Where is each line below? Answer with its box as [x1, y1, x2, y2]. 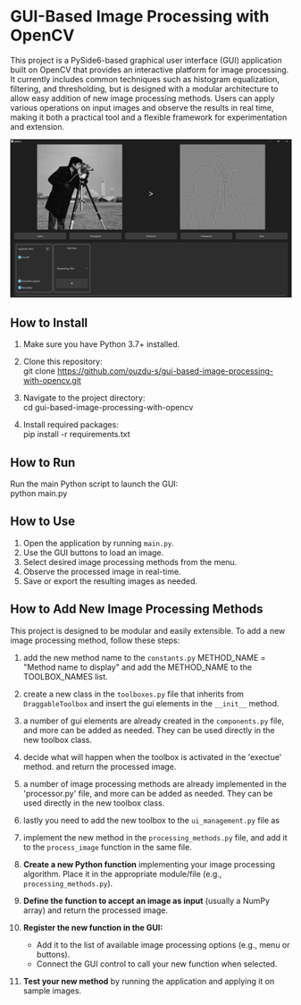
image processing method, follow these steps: [10, 635, 180, 646]
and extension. [10, 121, 65, 131]
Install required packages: [22, 419, 119, 430]
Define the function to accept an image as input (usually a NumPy [22, 895, 271, 906]
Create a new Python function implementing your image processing [22, 858, 276, 869]
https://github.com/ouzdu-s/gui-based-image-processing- [57, 366, 273, 376]
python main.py [10, 488, 68, 499]
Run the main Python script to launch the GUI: [10, 478, 179, 489]
